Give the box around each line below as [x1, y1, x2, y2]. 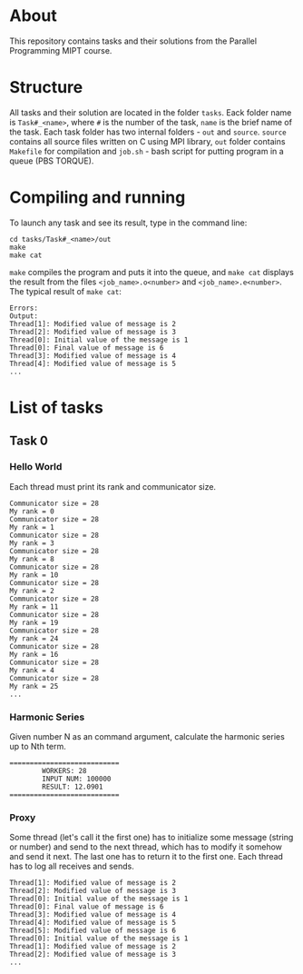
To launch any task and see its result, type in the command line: [9, 217, 248, 228]
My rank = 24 [9, 633, 59, 643]
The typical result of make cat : [9, 285, 122, 296]
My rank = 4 [9, 665, 54, 675]
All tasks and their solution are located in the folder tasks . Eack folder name [9, 106, 292, 118]
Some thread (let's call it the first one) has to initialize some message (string [9, 832, 294, 843]
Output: [9, 311, 39, 321]
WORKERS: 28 [42, 766, 88, 775]
